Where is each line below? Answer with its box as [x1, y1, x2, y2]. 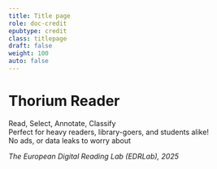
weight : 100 [8, 49, 49, 57]
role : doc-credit [8, 19, 67, 27]
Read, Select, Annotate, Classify [8, 118, 116, 128]
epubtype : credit [8, 27, 67, 35]
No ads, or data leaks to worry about [8, 135, 132, 146]
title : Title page [8, 11, 71, 20]
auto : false [8, 57, 49, 65]
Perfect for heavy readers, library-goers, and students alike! [8, 127, 210, 137]
